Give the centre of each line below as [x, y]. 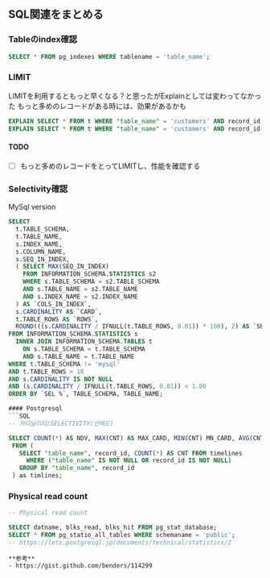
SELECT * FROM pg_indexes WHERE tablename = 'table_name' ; [109, 56]
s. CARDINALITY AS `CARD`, [59, 312]
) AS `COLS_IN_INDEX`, [53, 304]
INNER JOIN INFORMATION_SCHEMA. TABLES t [84, 342]
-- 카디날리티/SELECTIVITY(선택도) [61, 423]
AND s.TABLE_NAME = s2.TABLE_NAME [80, 289]
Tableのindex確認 [43, 40]
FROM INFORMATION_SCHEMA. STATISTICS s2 [90, 274]
